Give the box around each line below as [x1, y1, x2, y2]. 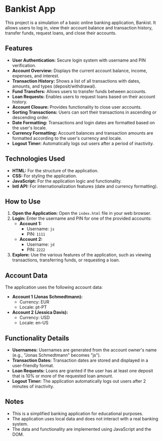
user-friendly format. [12, 363, 55, 368]
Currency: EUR [19, 299, 50, 305]
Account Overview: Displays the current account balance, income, [12, 68, 147, 73]
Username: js [26, 226, 55, 232]
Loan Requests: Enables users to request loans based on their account [12, 93, 156, 99]
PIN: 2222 [26, 247, 45, 253]
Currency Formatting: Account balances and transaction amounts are [12, 130, 154, 136]
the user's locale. [12, 125, 47, 131]
